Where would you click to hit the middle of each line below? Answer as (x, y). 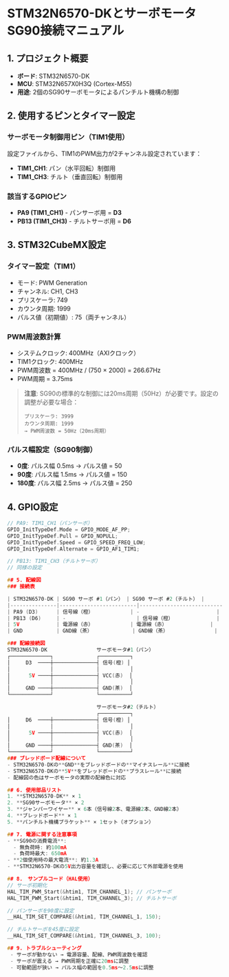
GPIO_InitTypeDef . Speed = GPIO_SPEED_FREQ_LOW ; (77, 542)
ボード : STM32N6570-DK (53, 76)
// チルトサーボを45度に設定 (43, 929)
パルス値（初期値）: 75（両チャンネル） (74, 317)
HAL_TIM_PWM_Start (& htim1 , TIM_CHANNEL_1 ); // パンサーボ (89, 892)
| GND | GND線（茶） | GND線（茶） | (112, 631)
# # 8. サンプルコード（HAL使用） (50, 879)
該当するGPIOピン (37, 196)
